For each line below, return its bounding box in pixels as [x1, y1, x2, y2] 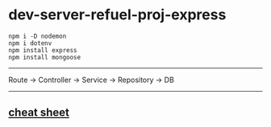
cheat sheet [8, 106, 70, 120]
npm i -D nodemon [8, 32, 67, 40]
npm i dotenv [8, 39, 52, 47]
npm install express [8, 46, 78, 54]
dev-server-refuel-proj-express [8, 6, 227, 24]
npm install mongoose [8, 53, 81, 61]
